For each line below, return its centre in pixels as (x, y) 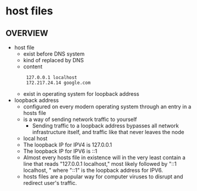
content (33, 66)
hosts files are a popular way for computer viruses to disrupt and (103, 177)
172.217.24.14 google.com (58, 83)
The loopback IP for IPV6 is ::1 (60, 151)
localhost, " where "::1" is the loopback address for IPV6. (93, 170)
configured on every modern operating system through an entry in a (107, 107)
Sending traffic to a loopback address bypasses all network (105, 126)
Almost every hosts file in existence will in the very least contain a (104, 157)
